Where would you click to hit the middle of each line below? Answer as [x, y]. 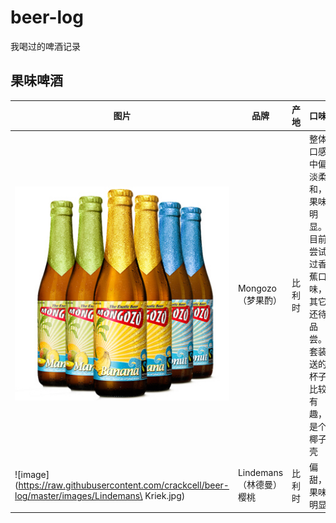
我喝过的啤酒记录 [45, 46]
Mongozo [257, 288]
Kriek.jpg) [165, 496]
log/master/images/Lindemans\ [78, 496]
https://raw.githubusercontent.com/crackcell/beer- [124, 485]
